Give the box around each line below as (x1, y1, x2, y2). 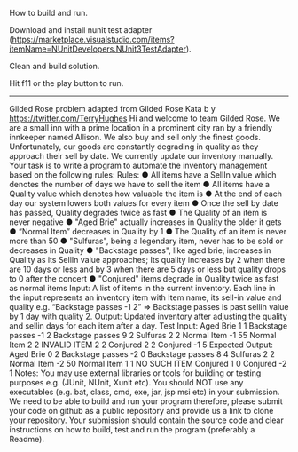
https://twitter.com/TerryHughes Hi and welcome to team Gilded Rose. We (9, 113, 281, 123)
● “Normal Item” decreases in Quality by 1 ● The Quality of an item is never (9, 226, 287, 236)
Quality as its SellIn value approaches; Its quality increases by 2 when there (9, 255, 286, 265)
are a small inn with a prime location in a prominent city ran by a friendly (9, 123, 273, 132)
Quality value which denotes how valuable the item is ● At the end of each (9, 188, 282, 199)
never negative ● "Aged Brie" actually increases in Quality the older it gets (9, 217, 282, 227)
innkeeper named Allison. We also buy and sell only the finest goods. (9, 132, 262, 142)
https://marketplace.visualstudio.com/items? (12, 35, 175, 44)
